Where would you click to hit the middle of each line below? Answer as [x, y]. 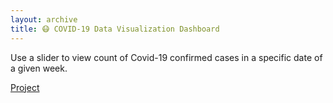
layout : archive [44, 19]
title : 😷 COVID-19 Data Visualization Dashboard [115, 29]
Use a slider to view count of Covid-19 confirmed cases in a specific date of [166, 57]
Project [25, 87]
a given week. [39, 68]
